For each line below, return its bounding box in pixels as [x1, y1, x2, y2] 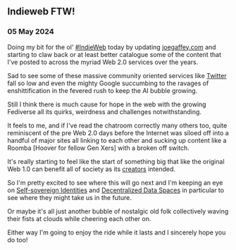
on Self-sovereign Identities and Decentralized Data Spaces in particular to [7, 186, 224, 194]
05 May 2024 [7, 27, 54, 37]
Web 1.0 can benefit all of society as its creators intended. [7, 165, 176, 173]
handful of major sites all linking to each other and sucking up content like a [7, 136, 227, 144]
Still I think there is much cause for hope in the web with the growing [7, 100, 206, 108]
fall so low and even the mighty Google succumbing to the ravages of [7, 79, 209, 87]
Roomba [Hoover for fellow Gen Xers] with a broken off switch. [7, 144, 190, 152]
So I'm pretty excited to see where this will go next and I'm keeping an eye [7, 178, 223, 187]
